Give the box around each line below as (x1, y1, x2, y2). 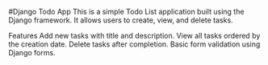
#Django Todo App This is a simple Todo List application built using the (8, 7, 245, 16)
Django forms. (8, 48, 56, 57)
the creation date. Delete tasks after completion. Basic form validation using (8, 39, 261, 49)
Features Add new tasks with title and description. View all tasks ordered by (8, 31, 261, 40)
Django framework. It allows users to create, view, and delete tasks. (8, 15, 233, 25)
